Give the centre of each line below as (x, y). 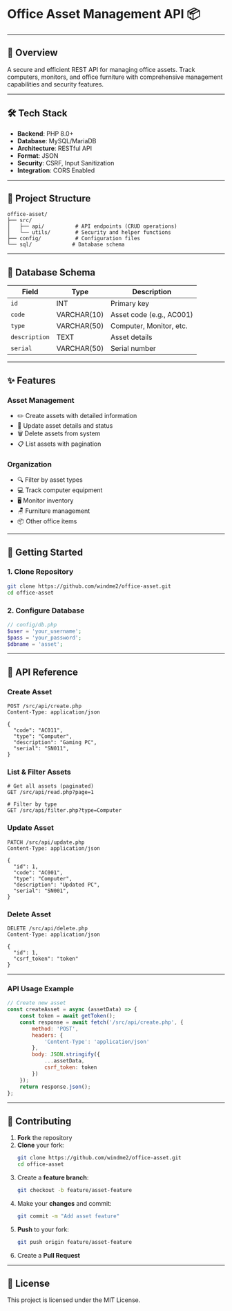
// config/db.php (32, 624)
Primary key (130, 304)
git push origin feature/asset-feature (75, 1242)
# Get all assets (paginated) (51, 786)
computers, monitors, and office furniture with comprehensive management (115, 77)
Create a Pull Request (49, 1255)
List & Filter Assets (39, 772)
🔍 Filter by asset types (50, 480)
